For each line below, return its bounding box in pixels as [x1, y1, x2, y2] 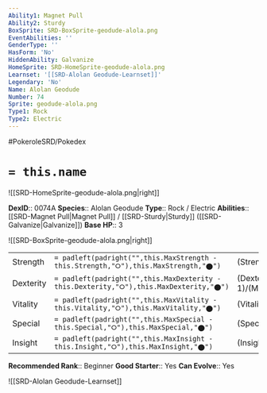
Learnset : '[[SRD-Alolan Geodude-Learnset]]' [8, 71, 161, 79]
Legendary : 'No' [8, 78, 62, 86]
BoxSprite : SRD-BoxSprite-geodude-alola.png [8, 26, 158, 34]
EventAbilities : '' [8, 33, 73, 42]
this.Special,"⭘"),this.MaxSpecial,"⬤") [54, 322, 213, 332]
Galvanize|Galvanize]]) [8, 220, 83, 229]
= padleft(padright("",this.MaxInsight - [54, 334, 213, 343]
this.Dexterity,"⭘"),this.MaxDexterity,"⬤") [54, 283, 230, 291]
